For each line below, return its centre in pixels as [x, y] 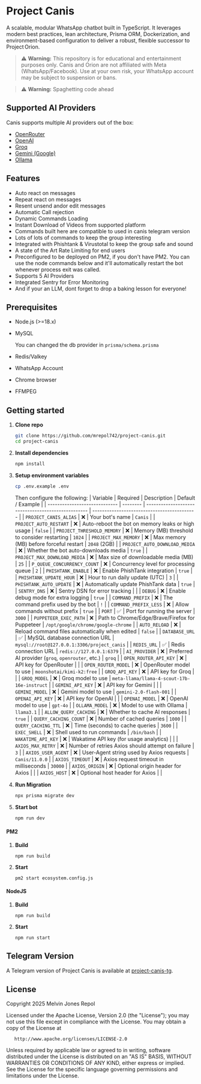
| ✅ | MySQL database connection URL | [64, 638]
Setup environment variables [52, 475]
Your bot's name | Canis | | [122, 517]
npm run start [32, 938]
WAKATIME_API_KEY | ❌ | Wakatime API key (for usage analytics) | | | [96, 738]
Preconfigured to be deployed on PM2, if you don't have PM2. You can [102, 257]
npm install [30, 464]
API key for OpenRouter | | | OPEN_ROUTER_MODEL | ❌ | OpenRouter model [102, 665]
